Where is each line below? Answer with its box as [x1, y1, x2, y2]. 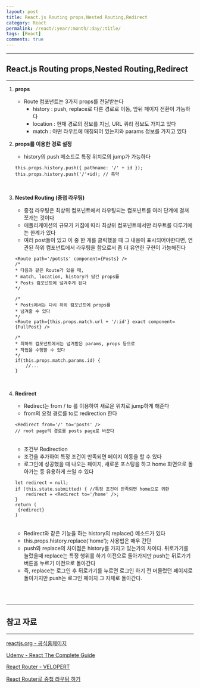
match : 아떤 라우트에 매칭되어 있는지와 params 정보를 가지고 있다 [32, 128, 187, 135]
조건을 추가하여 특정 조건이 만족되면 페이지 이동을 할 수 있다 [23, 453, 162, 460]
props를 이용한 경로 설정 [14, 140, 73, 147]
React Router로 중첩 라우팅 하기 [6, 675, 81, 683]
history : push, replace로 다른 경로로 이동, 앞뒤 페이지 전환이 [32, 105, 174, 112]
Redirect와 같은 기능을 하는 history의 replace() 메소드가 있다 [23, 529, 165, 537]
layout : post [6, 8, 39, 15]
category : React [6, 20, 46, 26]
